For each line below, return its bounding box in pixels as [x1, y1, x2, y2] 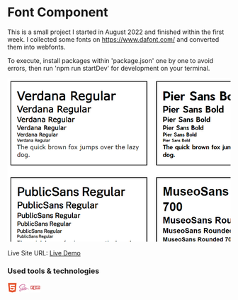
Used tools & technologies [7, 266, 100, 276]
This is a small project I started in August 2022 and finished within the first [7, 28, 225, 36]
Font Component [7, 4, 108, 21]
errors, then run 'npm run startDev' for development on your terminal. [7, 64, 210, 72]
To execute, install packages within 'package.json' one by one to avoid [7, 56, 214, 64]
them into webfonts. [7, 42, 66, 51]
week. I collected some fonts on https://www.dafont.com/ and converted [7, 35, 220, 43]
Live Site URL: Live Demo [7, 248, 81, 257]
